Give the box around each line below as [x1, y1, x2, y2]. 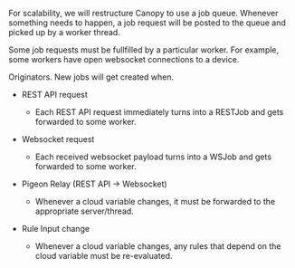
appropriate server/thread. [34, 206, 135, 216]
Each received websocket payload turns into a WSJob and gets [34, 151, 272, 162]
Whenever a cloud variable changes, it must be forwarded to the [34, 196, 276, 206]
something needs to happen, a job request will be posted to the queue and [8, 17, 286, 28]
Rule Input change [21, 224, 90, 234]
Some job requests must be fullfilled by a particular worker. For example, [8, 44, 280, 55]
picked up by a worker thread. [8, 27, 121, 37]
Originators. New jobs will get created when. [8, 72, 174, 82]
